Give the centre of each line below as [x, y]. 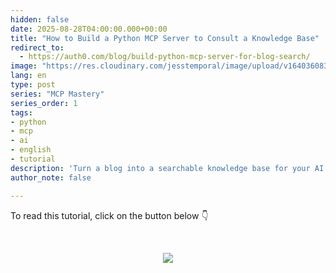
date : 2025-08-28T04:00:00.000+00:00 [89, 29]
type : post [33, 85]
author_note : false [51, 177]
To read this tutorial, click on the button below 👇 [109, 215]
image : [24, 66]
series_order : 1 [44, 103]
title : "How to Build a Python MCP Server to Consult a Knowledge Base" [165, 38]
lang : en [28, 76]
